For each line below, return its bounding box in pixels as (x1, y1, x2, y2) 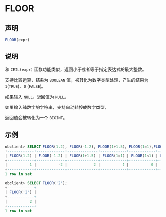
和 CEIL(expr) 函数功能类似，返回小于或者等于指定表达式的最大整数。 (5, 66, 147, 72)
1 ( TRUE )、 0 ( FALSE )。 (5, 83, 46, 89)
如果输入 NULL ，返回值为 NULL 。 (5, 94, 69, 100)
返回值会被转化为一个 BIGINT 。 (5, 114, 68, 120)
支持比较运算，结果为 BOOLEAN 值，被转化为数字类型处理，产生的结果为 (5, 77, 149, 83)
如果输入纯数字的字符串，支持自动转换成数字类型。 (5, 104, 109, 110)
